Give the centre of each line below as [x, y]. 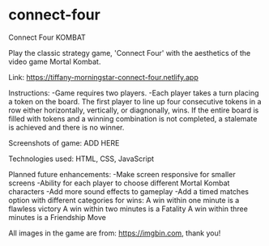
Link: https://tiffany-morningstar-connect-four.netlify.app [103, 77]
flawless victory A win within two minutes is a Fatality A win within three [128, 209]
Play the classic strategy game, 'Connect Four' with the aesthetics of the [130, 53]
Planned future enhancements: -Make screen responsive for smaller [122, 174]
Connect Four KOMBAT [47, 37]
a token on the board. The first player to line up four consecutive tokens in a [135, 101]
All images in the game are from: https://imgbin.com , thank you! [115, 233]
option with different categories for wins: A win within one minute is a [124, 200]
